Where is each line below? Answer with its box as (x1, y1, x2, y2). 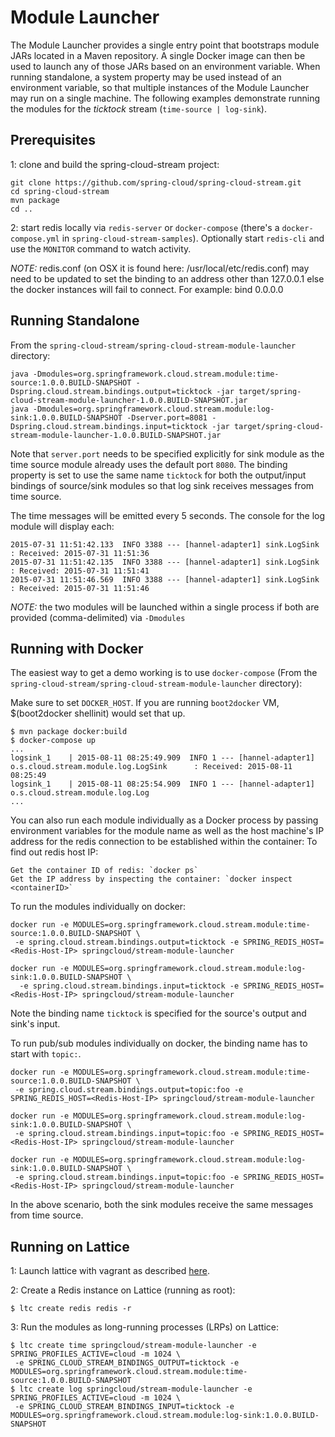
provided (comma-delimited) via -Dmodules (10, 611, 186, 623)
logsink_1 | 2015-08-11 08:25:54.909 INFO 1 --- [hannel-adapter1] (10, 779, 315, 790)
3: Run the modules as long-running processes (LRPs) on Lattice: (10, 1321, 279, 1333)
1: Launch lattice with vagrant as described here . (10, 1265, 210, 1277)
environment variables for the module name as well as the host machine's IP (10, 825, 325, 837)
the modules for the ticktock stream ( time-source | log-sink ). (10, 102, 267, 115)
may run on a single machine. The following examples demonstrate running (10, 92, 321, 104)
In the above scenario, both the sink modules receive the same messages (10, 1199, 314, 1211)
